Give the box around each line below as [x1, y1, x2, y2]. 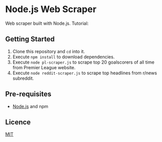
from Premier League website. [12, 64, 76, 70]
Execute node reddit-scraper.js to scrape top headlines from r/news [12, 70, 157, 76]
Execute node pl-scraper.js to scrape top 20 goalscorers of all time [12, 59, 155, 65]
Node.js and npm [12, 103, 48, 109]
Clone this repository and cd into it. [12, 48, 85, 54]
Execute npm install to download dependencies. [12, 54, 115, 60]
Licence [5, 118, 31, 126]
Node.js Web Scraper [5, 4, 97, 15]
